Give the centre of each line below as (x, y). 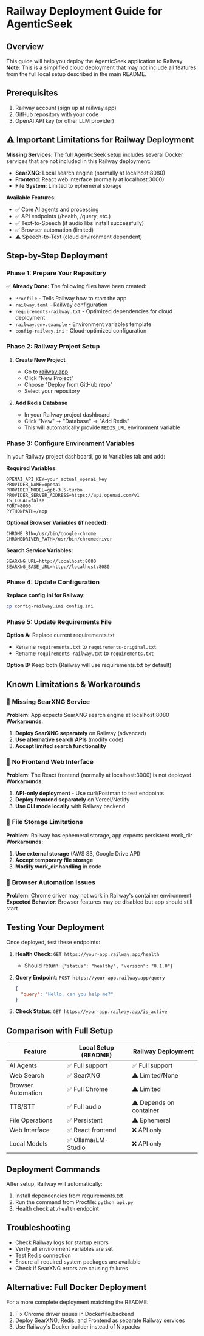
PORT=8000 (19, 506)
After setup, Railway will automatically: (55, 1184)
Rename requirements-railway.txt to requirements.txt (84, 653)
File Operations (31, 1120)
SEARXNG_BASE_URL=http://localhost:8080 (58, 567)
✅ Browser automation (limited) (54, 230)
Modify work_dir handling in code (58, 866)
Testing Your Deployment (56, 928)
